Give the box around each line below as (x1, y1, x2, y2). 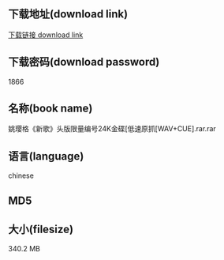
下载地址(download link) (8, 7, 129, 21)
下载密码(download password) (8, 55, 160, 69)
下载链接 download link (8, 30, 84, 40)
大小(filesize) (8, 223, 73, 236)
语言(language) (8, 149, 84, 163)
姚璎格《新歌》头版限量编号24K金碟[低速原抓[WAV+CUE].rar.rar (8, 124, 217, 134)
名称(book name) (8, 102, 93, 115)
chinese (8, 171, 34, 180)
